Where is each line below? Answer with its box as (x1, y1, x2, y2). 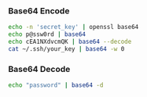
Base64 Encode (8, 5, 70, 16)
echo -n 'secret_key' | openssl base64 (8, 23, 139, 31)
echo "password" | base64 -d (8, 81, 104, 89)
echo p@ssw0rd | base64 (8, 31, 86, 38)
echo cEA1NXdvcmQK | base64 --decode (8, 38, 132, 46)
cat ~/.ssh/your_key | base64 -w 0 (8, 45, 125, 52)
